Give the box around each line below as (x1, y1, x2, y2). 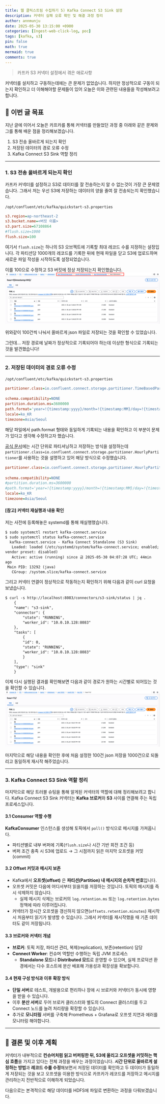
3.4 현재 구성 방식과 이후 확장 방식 (5, 975, 70, 981)
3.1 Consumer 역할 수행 (5, 813, 52, 819)
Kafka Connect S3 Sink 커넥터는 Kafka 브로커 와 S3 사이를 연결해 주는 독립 (11, 795, 157, 801)
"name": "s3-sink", (14, 605, 54, 611)
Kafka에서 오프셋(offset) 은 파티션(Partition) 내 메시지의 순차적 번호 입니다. (12, 877, 157, 883)
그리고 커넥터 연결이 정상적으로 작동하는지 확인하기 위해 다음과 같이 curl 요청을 (5, 579, 156, 585)
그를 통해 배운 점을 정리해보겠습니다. (5, 128, 75, 134)
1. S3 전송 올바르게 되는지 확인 (5, 169, 73, 176)
